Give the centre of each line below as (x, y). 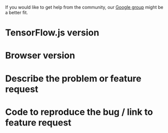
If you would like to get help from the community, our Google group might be (84, 7)
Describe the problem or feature (73, 78)
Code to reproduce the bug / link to (79, 112)
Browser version (40, 56)
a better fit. (17, 12)
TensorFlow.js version (52, 33)
